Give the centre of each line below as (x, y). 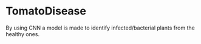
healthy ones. (23, 34)
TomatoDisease (46, 11)
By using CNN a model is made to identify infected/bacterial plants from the (100, 28)
